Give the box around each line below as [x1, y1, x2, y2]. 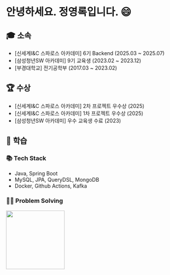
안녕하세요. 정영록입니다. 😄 [6, 5, 131, 19]
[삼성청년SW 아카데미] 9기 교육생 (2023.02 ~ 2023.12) [14, 57, 141, 64]
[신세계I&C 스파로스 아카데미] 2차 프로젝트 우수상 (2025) [14, 102, 145, 109]
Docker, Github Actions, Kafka [14, 182, 88, 189]
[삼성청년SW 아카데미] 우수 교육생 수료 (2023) [14, 117, 122, 124]
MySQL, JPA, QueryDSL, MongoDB [14, 176, 99, 183]
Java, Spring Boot [14, 169, 58, 176]
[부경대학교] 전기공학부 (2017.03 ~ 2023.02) [14, 64, 117, 71]
